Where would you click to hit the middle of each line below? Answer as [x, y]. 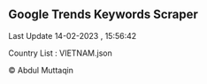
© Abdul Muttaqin [41, 70]
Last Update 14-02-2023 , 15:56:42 [73, 35]
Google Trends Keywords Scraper [103, 15]
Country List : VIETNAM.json [60, 53]
